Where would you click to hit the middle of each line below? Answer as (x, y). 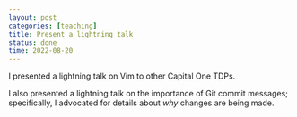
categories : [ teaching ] (53, 26)
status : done (33, 42)
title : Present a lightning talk (71, 34)
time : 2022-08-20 (41, 51)
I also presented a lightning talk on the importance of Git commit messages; (148, 94)
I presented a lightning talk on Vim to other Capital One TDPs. (122, 76)
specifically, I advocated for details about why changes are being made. (141, 103)
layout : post (33, 17)
